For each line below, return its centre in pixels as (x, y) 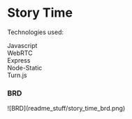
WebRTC (20, 53)
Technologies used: (36, 32)
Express (19, 60)
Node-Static (25, 68)
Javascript (22, 45)
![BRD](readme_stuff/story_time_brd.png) (66, 109)
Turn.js (17, 75)
